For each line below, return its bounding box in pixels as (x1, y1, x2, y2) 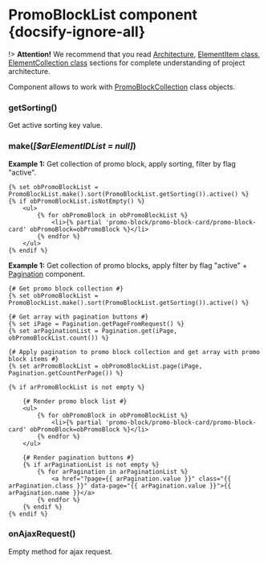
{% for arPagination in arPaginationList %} (37, 467, 189, 475)
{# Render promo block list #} (22, 397, 128, 406)
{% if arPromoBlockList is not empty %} (8, 383, 146, 391)
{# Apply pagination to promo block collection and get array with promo (8, 348, 261, 356)
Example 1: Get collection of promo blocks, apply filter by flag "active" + (8, 260, 247, 270)
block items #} (8, 355, 59, 363)
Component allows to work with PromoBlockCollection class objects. (8, 82, 235, 92)
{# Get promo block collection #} (8, 284, 124, 293)
